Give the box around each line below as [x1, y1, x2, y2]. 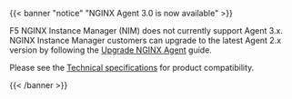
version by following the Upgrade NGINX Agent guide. [9, 45, 212, 55]
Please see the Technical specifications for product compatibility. [9, 63, 255, 73]
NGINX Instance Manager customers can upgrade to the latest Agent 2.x [9, 35, 282, 45]
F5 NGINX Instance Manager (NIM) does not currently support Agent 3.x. [9, 25, 284, 35]
